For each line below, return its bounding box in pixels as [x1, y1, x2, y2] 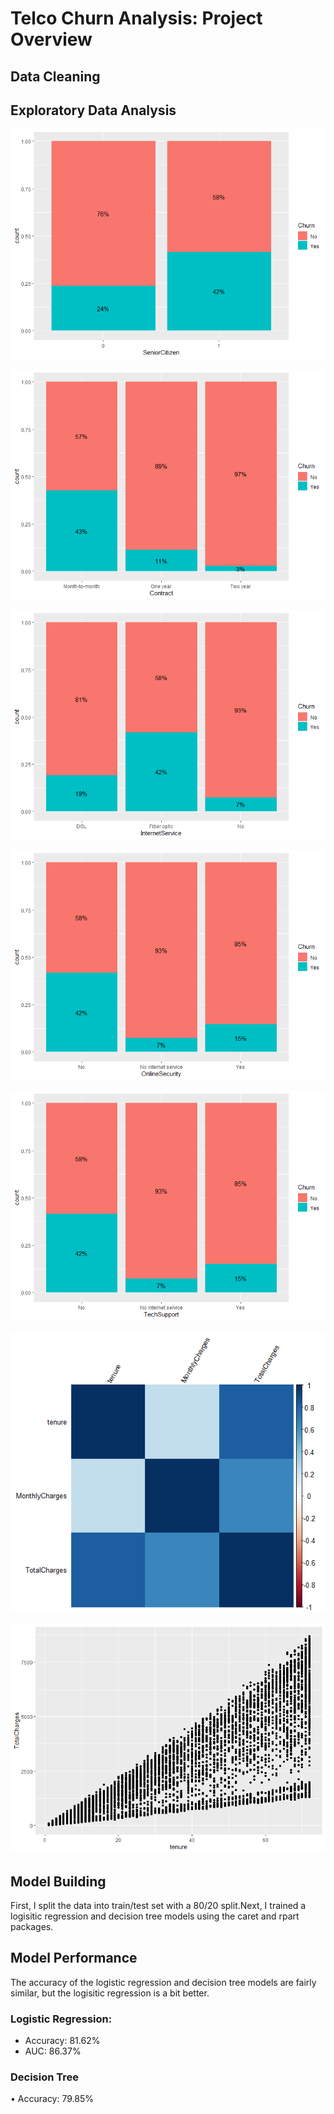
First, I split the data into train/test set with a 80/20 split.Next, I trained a [10, 1900, 307, 1912]
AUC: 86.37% [24, 2045, 82, 2057]
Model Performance [10, 1950, 138, 1967]
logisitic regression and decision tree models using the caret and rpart [10, 1910, 300, 1922]
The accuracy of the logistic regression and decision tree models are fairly [10, 1976, 317, 1988]
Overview [10, 28, 93, 51]
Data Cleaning [10, 68, 101, 85]
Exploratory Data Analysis [10, 102, 177, 119]
